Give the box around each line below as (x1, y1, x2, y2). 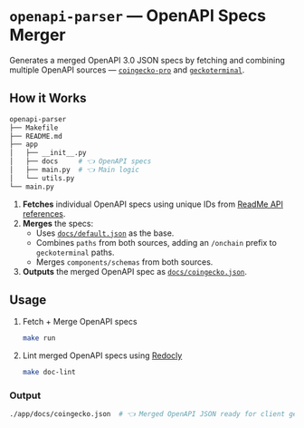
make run (22, 334, 56, 343)
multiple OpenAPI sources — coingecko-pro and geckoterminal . (9, 64, 245, 75)
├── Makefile (9, 123, 59, 132)
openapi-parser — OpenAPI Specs (9, 5, 267, 26)
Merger (9, 24, 66, 45)
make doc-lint (22, 368, 76, 377)
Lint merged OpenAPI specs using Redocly (22, 350, 183, 361)
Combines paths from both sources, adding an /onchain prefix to (35, 237, 278, 248)
